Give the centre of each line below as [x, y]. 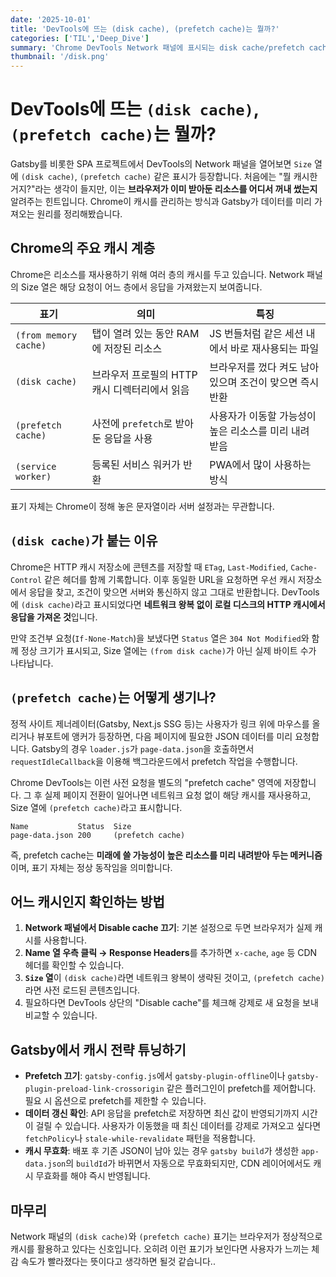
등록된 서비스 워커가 [136, 464]
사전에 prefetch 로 [132, 423]
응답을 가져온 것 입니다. [54, 617]
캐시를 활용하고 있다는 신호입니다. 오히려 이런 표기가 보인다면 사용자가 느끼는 [160, 1248]
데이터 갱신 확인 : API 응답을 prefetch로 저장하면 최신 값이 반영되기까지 [162, 1113]
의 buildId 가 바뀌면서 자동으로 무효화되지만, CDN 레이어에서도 [188, 1163]
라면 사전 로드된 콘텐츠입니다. [82, 990]
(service [36, 466]
